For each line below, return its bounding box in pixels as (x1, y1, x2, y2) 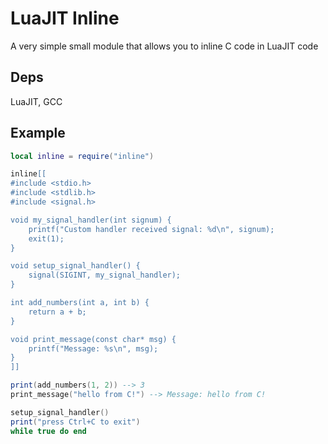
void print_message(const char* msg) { (10, 334, 177, 344)
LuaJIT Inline (10, 7, 120, 30)
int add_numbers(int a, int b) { (10, 298, 150, 308)
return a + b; (28, 307, 87, 317)
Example (10, 125, 66, 142)
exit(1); (28, 233, 65, 244)
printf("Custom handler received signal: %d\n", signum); (28, 224, 275, 234)
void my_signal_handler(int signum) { (10, 215, 172, 225)
